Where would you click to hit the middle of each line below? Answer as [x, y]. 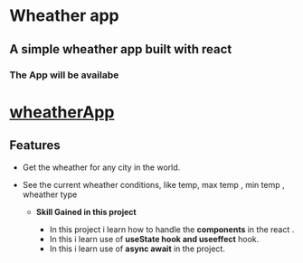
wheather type [50, 194]
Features [35, 146]
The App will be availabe [64, 75]
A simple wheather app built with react [121, 49]
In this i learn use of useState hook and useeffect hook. [154, 239]
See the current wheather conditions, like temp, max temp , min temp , [153, 184]
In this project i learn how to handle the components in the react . [172, 229]
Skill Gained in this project [86, 211]
